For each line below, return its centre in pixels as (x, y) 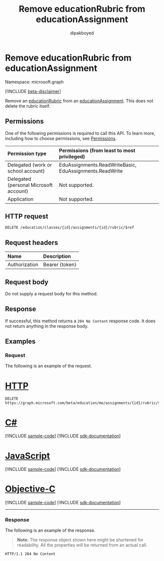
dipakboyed (82, 33)
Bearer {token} (60, 265)
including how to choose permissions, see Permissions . (61, 138)
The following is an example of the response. (50, 530)
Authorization (23, 265)
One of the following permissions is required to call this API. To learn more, (80, 133)
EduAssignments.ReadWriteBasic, (98, 165)
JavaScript (28, 456)
